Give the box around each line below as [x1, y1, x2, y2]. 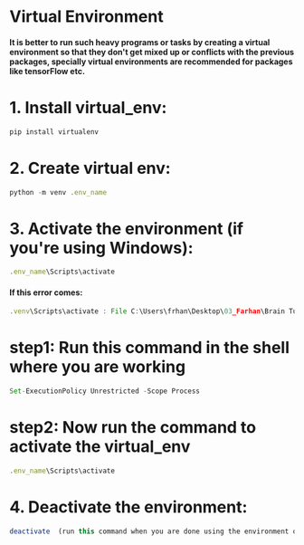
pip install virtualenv [9, 127, 100, 137]
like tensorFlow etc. [9, 65, 86, 76]
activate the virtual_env [9, 436, 191, 457]
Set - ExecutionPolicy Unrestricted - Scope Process [9, 387, 201, 396]
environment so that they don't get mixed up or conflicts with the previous [9, 46, 294, 57]
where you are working [9, 357, 186, 378]
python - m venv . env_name [9, 187, 107, 196]
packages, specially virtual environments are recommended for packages [9, 56, 293, 67]
